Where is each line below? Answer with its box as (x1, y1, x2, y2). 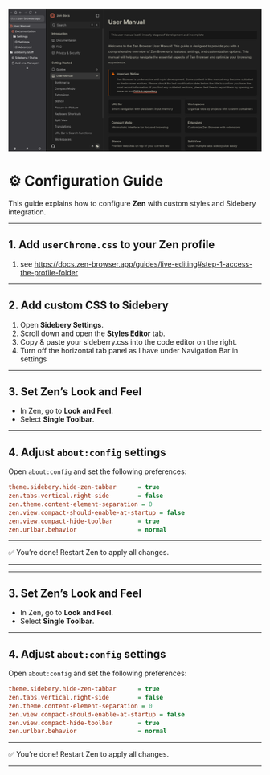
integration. (8, 206, 47, 217)
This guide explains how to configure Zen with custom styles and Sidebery (8, 198, 256, 208)
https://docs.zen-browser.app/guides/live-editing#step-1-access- (34, 259, 253, 269)
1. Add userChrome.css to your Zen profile (8, 238, 215, 251)
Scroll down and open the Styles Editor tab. (19, 328, 166, 338)
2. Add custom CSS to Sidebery (8, 299, 169, 312)
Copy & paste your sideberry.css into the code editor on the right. (19, 337, 238, 346)
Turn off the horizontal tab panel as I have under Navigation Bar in (19, 345, 239, 355)
